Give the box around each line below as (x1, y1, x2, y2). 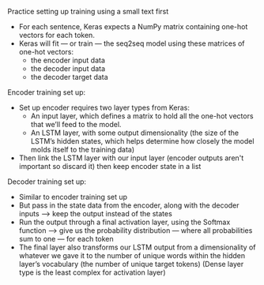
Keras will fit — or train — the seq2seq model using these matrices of (18, 39, 246, 48)
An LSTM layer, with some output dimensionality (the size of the (30, 128, 239, 137)
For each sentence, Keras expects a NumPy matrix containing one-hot (18, 22, 248, 31)
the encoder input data (30, 55, 106, 65)
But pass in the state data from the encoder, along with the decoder (18, 201, 239, 210)
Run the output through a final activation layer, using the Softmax (18, 217, 231, 227)
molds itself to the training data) (30, 145, 135, 154)
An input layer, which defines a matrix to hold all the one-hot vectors (30, 111, 254, 121)
